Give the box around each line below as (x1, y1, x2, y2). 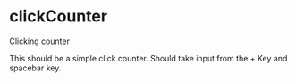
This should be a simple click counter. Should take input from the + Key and (9, 53, 288, 63)
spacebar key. (9, 62, 62, 73)
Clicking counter (9, 36, 70, 46)
